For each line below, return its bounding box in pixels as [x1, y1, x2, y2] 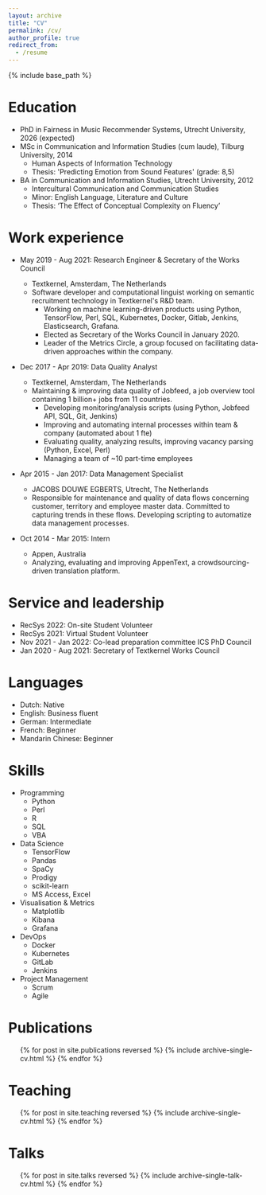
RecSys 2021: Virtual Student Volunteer [19, 628, 148, 638]
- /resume [15, 49, 48, 57]
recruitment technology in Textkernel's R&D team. [31, 295, 195, 305]
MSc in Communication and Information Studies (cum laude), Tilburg [19, 141, 245, 151]
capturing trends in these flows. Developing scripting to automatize [31, 510, 252, 519]
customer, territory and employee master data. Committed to [31, 501, 230, 510]
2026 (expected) [19, 133, 75, 143]
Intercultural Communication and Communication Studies [31, 184, 219, 193]
